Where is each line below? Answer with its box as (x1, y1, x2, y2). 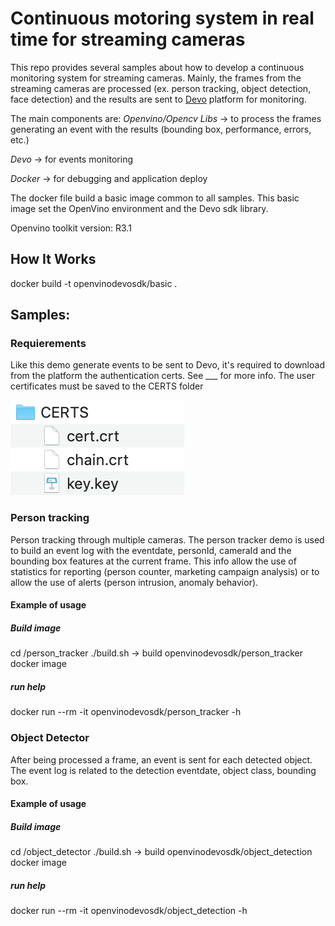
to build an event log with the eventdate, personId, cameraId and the (10, 544, 292, 556)
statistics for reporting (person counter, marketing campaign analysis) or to (10, 565, 320, 577)
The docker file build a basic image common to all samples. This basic (10, 192, 300, 204)
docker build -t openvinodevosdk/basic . (10, 277, 178, 289)
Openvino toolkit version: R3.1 (10, 222, 132, 234)
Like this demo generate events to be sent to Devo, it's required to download (10, 359, 325, 371)
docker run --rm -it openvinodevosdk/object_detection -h (10, 905, 248, 917)
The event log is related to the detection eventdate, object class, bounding (10, 764, 317, 776)
